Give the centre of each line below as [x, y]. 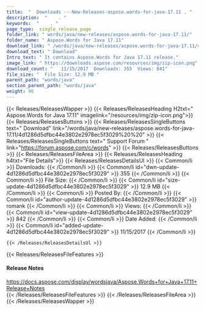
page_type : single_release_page [49, 29]
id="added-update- [79, 225]
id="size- [169, 180]
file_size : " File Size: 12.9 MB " [53, 74]
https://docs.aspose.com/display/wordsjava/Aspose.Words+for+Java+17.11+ [102, 282]
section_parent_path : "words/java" [52, 86]
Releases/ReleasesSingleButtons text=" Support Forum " [77, 141]
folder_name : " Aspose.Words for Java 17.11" [65, 40]
